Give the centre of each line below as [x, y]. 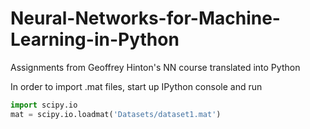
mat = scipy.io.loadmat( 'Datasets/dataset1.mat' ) [116, 114]
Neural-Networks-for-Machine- [145, 18]
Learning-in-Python [95, 39]
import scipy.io [44, 105]
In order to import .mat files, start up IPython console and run [136, 86]
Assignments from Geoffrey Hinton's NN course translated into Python [155, 67]
